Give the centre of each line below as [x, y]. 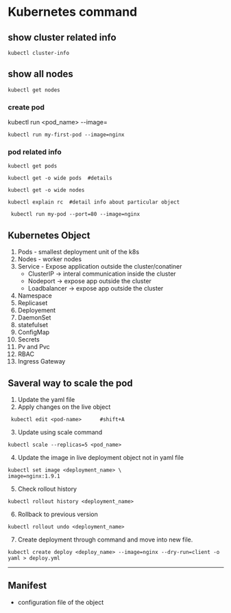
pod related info [35, 152]
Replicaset [33, 303]
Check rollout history [47, 489]
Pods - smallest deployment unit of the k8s [78, 252]
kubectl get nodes [34, 90]
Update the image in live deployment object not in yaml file [101, 458]
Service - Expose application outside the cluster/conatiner [100, 267]
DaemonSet [34, 317]
